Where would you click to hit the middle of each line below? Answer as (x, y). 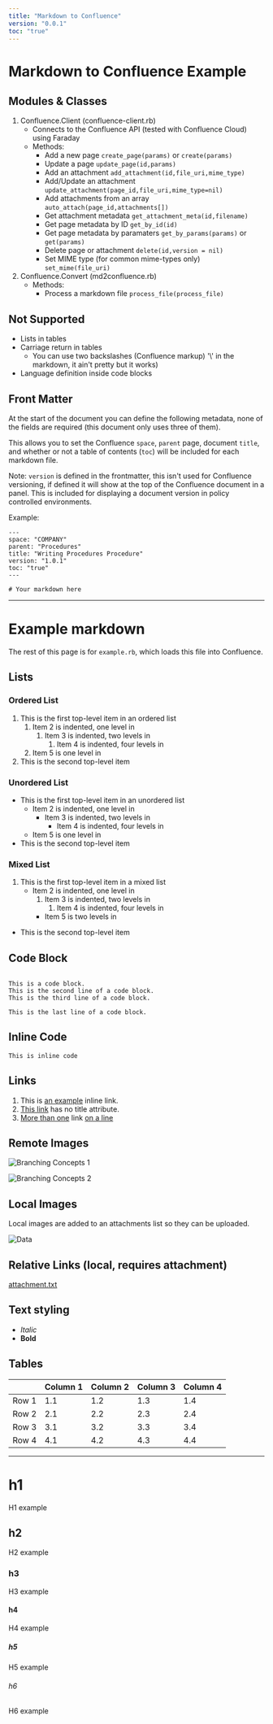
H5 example (28, 1667)
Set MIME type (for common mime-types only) (122, 259)
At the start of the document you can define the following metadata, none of (136, 418)
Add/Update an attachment (90, 181)
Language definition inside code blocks (86, 373)
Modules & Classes (58, 101)
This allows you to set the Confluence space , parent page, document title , (134, 443)
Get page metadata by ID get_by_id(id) (111, 224)
